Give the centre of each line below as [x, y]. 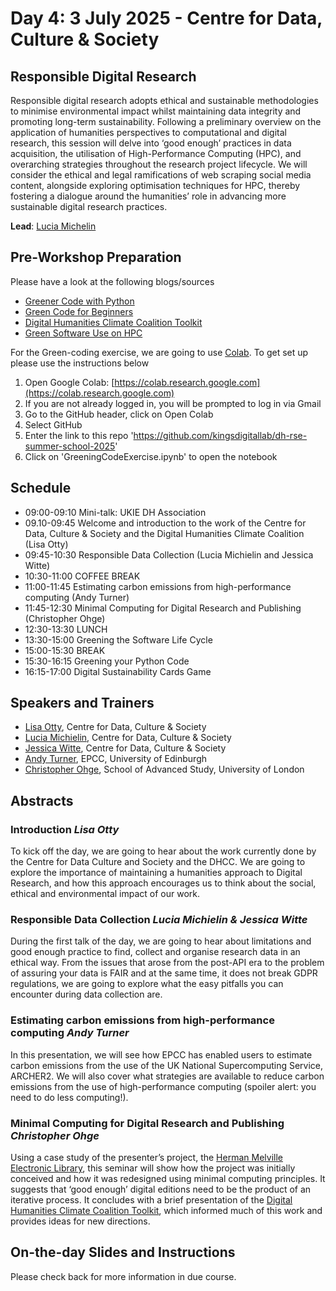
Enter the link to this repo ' [79, 435]
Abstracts [42, 800]
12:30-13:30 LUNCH [66, 629]
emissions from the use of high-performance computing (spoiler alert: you [163, 1086]
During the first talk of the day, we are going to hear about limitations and [161, 941]
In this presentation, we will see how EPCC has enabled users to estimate [161, 1054]
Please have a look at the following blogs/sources [112, 281]
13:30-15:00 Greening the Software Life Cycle [118, 639]
